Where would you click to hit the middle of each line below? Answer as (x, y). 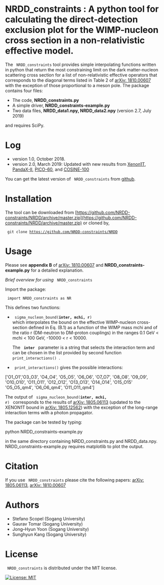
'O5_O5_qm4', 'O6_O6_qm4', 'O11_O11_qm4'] (50, 387)
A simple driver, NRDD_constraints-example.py (61, 105)
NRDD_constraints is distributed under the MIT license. (62, 568)
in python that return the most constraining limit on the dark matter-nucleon (82, 69)
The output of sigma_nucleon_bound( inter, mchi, (56, 397)
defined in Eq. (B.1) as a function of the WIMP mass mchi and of (93, 327)
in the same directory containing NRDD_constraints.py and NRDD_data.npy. (81, 441)
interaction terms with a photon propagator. (49, 412)
